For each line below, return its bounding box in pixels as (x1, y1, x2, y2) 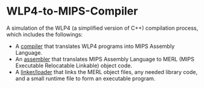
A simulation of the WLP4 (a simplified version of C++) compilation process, (6, 24, 198, 32)
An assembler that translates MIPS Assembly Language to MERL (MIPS (15, 55, 195, 63)
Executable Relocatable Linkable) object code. (15, 62, 133, 69)
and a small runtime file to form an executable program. (15, 75, 156, 82)
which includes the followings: (6, 30, 83, 38)
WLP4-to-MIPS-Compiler (6, 4, 138, 18)
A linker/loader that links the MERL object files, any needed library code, (15, 68, 198, 75)
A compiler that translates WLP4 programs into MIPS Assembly (15, 42, 175, 50)
